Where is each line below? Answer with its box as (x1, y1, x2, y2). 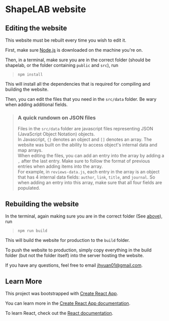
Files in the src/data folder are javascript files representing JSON (17, 126, 153, 132)
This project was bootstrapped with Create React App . (5, 290, 119, 296)
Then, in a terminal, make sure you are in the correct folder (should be (5, 57, 151, 63)
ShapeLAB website (5, 4, 86, 15)
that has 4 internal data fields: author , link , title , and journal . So (17, 174, 155, 181)
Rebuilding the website (5, 199, 79, 208)
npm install (17, 72, 43, 77)
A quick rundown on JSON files (17, 114, 96, 121)
